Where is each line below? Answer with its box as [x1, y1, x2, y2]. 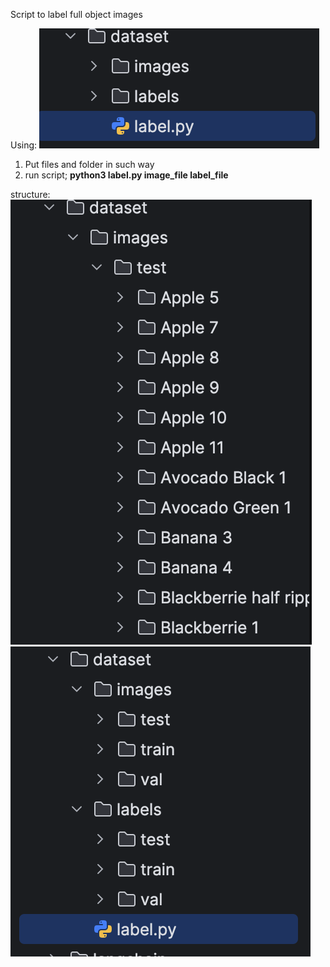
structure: [10, 189, 51, 200]
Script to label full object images [10, 9, 143, 20]
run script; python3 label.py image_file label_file [24, 169, 229, 181]
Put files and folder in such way [24, 159, 155, 170]
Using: [10, 139, 38, 151]
